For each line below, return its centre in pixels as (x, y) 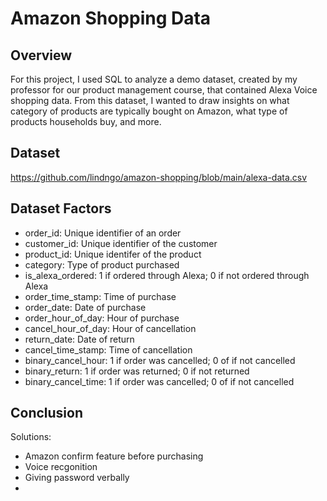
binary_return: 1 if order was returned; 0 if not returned (137, 371)
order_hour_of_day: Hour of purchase (102, 318)
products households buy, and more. (86, 121)
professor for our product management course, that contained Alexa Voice (164, 90)
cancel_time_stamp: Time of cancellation (108, 349)
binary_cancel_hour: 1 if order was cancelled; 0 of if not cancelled (160, 360)
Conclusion (47, 413)
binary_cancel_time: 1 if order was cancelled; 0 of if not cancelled (159, 381)
